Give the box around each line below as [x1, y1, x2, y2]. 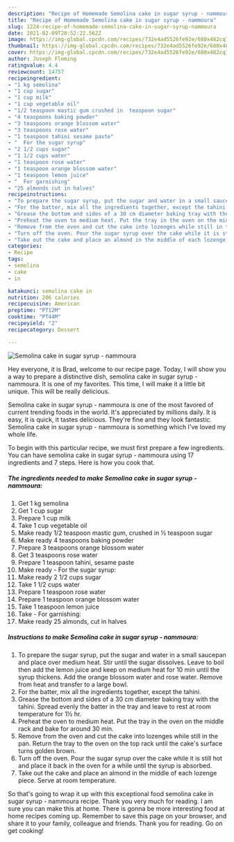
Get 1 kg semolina [17, 499, 69, 507]
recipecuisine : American [8, 300, 80, 308]
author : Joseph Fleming [8, 56, 77, 63]
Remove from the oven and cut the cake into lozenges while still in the [17, 732, 218, 740]
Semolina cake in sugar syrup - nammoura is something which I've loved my [8, 422, 226, 431]
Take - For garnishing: [17, 609, 82, 618]
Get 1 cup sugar [17, 506, 63, 515]
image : [8, 36, 27, 43]
